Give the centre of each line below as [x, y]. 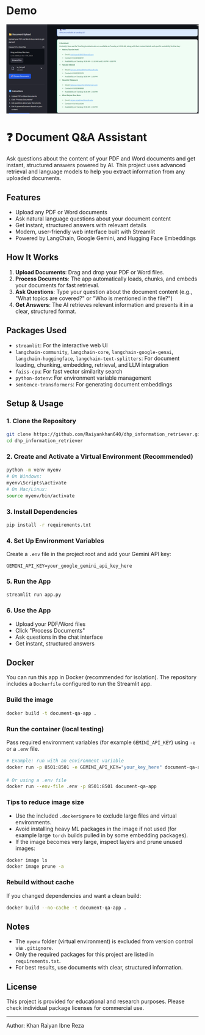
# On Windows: [24, 476]
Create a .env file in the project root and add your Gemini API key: [89, 554]
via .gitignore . [34, 948]
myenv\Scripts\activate [37, 483]
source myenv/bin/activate [41, 496]
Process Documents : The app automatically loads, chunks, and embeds [106, 279]
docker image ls [27, 860]
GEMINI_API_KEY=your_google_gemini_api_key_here [69, 566]
